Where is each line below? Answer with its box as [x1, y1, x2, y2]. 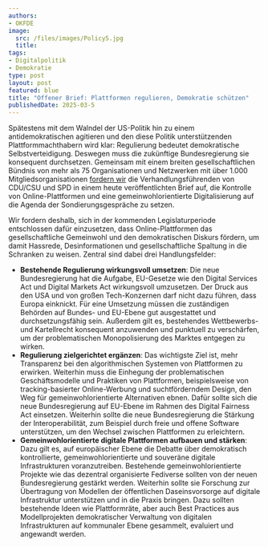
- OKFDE [8, 19, 35, 27]
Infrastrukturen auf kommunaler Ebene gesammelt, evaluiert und [19, 521, 234, 530]
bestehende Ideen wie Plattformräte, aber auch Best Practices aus [19, 504, 239, 513]
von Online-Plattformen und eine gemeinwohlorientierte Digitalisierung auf [8, 192, 254, 201]
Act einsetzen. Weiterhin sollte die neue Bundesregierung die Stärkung [19, 410, 255, 419]
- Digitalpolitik [8, 57, 67, 65]
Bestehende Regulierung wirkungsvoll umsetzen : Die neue [19, 265, 220, 275]
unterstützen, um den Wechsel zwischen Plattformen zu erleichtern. [19, 427, 245, 437]
